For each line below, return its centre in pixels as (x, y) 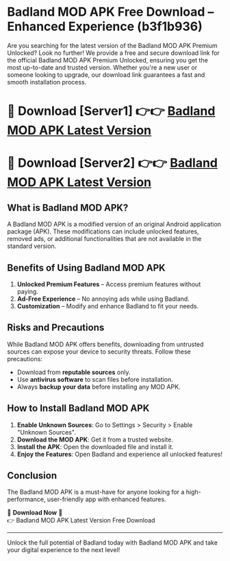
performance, (26, 499)
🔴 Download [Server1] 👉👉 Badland (111, 111)
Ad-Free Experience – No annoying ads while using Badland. (103, 299)
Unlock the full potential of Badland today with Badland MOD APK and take (112, 542)
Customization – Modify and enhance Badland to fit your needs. (108, 306)
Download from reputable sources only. (74, 372)
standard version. (32, 246)
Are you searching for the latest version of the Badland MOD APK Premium (112, 45)
